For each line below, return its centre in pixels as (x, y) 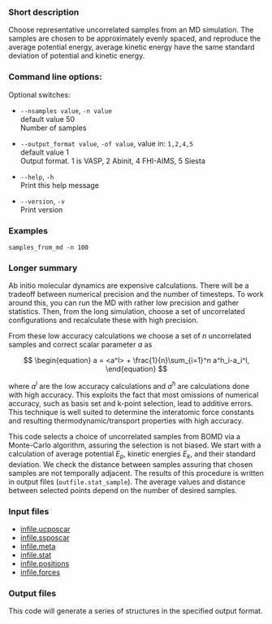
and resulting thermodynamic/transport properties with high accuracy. (126, 421)
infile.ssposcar (45, 537)
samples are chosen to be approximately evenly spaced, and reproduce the (135, 38)
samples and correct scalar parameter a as (80, 345)
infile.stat (36, 555)
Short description (44, 12)
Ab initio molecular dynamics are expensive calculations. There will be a (129, 286)
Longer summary (43, 268)
